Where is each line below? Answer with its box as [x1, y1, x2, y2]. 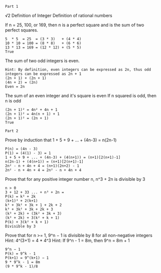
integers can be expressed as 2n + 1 [5, 71, 82, 76]
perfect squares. [5, 27, 38, 33]
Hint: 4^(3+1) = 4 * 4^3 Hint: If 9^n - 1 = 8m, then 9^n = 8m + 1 [5, 238, 130, 243]
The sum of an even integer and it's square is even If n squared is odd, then [5, 93, 157, 99]
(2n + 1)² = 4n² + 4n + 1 [5, 107, 57, 112]
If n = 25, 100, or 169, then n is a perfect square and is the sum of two [5, 22, 144, 28]
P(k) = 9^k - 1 [5, 251, 36, 256]
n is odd [5, 98, 21, 103]
